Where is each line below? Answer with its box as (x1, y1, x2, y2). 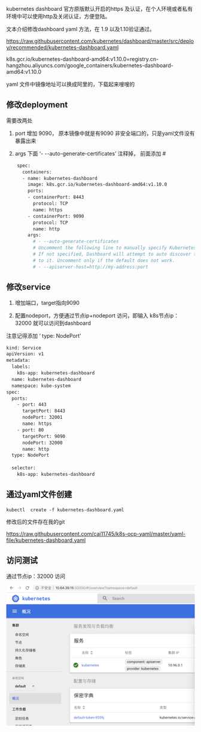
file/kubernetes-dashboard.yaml (6, 536, 86, 544)
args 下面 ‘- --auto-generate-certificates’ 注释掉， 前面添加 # (14, 149, 166, 157)
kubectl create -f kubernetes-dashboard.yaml (6, 506, 124, 513)
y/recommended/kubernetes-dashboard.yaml (6, 44, 119, 51)
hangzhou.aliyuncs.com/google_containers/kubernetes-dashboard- (6, 62, 173, 69)
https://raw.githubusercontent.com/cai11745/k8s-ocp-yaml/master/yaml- (6, 530, 186, 537)
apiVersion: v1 (6, 351, 44, 357)
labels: (11, 364, 31, 370)
